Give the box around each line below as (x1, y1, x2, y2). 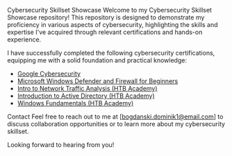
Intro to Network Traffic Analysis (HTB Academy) (17, 85, 158, 92)
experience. (7, 35, 42, 44)
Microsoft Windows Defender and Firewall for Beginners (17, 77, 179, 85)
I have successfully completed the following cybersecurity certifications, (7, 49, 215, 57)
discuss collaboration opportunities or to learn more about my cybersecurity (7, 120, 226, 128)
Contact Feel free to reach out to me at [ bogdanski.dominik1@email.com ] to (7, 112, 224, 121)
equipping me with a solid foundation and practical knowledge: (7, 56, 188, 64)
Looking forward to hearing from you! (7, 141, 115, 148)
